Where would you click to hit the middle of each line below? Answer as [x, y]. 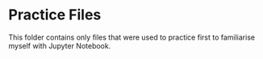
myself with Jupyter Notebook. [60, 45]
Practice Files [55, 15]
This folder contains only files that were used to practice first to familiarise [132, 37]
